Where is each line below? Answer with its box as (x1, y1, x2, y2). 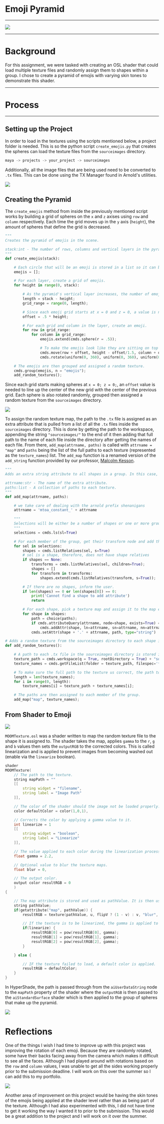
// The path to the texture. (14, 772, 73, 777)
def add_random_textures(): (5, 643, 62, 648)
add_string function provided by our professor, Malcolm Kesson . (5, 458, 135, 464)
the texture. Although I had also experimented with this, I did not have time (5, 1102, 155, 1108)
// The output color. (14, 876, 58, 881)
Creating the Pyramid (5, 195, 72, 204)
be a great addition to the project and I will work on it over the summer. (5, 1113, 147, 1119)
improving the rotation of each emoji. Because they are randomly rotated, (5, 1047, 153, 1053)
